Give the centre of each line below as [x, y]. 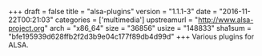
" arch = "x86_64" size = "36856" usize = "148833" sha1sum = [148, 28]
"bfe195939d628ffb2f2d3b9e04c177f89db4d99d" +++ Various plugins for [131, 36]
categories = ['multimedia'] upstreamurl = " [127, 20]
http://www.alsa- [226, 20]
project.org [27, 28]
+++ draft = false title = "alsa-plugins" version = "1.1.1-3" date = [113, 11]
